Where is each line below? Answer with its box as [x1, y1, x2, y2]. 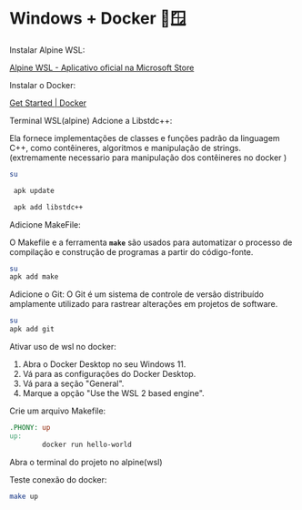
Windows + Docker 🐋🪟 [9, 8, 186, 29]
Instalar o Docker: [9, 79, 76, 90]
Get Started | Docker [9, 97, 87, 108]
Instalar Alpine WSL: [9, 44, 86, 56]
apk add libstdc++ [13, 202, 84, 211]
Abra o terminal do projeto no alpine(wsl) [9, 456, 163, 467]
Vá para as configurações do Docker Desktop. [22, 369, 196, 380]
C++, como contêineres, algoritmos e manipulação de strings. [9, 142, 241, 153]
